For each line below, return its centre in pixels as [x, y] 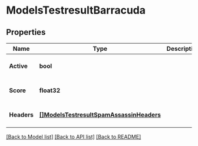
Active [19, 66]
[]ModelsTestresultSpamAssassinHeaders [100, 115]
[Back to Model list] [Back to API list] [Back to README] [74, 137]
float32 [50, 90]
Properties [26, 32]
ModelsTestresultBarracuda [76, 10]
